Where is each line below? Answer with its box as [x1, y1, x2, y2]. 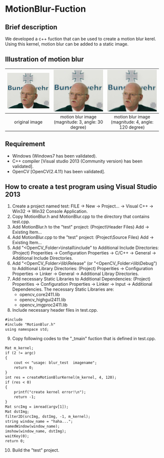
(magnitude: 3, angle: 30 [53, 119, 103, 125]
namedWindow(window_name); [5, 424, 60, 429]
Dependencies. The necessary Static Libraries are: [12, 286, 114, 292]
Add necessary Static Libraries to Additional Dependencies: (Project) [12, 276, 151, 282]
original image [14, 119, 43, 125]
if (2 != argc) [5, 351, 36, 356]
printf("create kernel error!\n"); [14, 390, 86, 395]
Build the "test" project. [12, 447, 60, 453]
